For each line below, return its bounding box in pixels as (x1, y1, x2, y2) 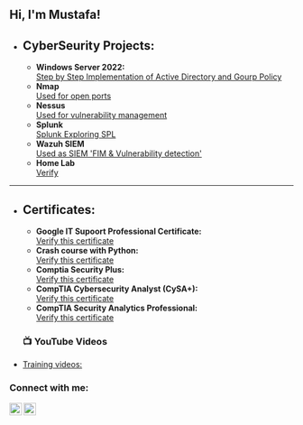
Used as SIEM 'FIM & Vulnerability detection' (35, 148, 203, 159)
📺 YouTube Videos (22, 335, 108, 347)
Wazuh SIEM (35, 139, 85, 150)
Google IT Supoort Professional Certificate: (35, 226, 202, 237)
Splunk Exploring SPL (35, 129, 116, 140)
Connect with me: (9, 382, 89, 394)
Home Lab (35, 158, 75, 169)
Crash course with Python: (35, 245, 139, 256)
